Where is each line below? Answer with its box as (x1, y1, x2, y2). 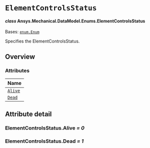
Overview (5, 52, 36, 61)
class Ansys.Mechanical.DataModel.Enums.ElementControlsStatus (5, 18, 145, 24)
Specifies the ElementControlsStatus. (5, 38, 80, 44)
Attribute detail (5, 110, 52, 118)
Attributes (5, 67, 30, 74)
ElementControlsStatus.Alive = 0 (5, 125, 85, 131)
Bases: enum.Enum (5, 29, 40, 35)
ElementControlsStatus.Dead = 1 (5, 138, 84, 145)
